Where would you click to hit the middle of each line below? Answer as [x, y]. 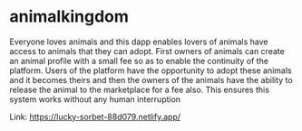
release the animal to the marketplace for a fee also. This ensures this [140, 89]
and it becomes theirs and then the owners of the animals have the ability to [151, 80]
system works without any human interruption [95, 99]
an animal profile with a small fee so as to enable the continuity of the [139, 61]
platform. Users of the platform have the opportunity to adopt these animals [151, 70]
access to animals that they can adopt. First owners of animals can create [147, 51]
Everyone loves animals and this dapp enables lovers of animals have [139, 42]
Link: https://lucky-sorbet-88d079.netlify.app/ [95, 117]
